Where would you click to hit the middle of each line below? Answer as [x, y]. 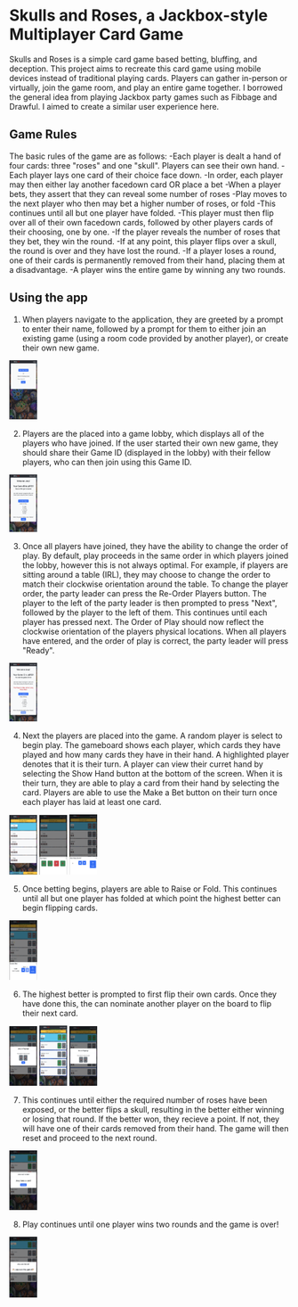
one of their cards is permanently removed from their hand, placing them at [147, 260]
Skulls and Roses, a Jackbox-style [139, 16]
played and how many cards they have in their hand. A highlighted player [155, 755]
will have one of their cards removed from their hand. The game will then [155, 1129]
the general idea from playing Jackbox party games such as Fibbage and [143, 97]
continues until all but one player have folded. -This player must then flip [141, 213]
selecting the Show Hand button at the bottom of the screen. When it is [152, 774]
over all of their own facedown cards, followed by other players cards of [141, 222]
